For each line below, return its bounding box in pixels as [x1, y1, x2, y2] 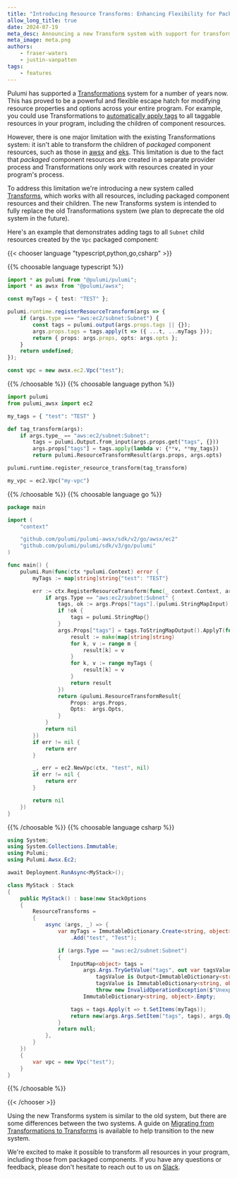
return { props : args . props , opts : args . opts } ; [32, 334, 178, 341]
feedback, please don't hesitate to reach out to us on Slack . [7, 1163, 181, 1172]
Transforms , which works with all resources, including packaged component [7, 192, 230, 200]
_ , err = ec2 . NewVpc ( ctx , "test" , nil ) [32, 765, 150, 772]
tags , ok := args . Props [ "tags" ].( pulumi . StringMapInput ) [57, 601, 229, 608]
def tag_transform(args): [7, 425, 83, 432]
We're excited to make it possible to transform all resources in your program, [7, 1148, 230, 1156]
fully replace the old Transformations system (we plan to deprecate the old [7, 206, 224, 215]
